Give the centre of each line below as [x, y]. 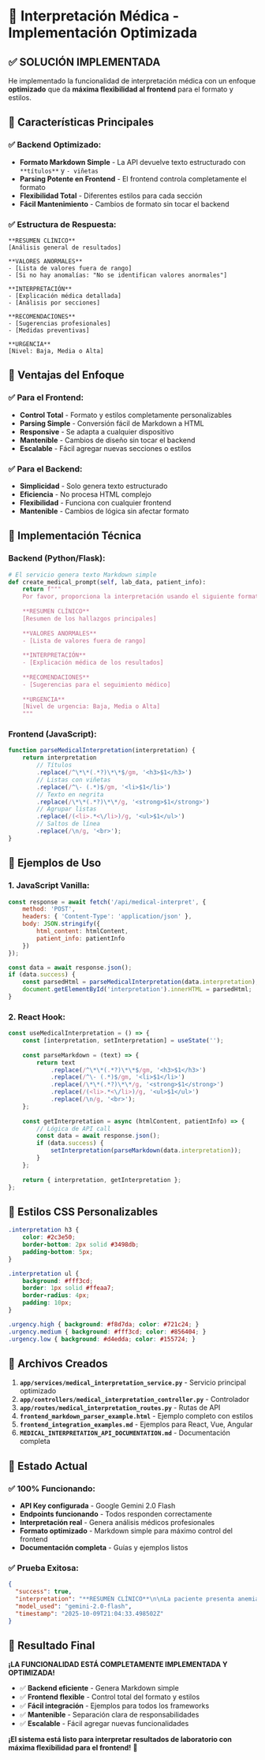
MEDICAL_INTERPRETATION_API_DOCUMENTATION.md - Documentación [125, 1433]
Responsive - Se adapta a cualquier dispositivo [97, 431]
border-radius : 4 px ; [56, 1296]
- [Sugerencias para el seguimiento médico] [97, 684]
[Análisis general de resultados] [65, 248]
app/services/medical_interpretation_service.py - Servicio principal [133, 1382]
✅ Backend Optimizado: [55, 145]
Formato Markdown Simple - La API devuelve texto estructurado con [132, 162]
